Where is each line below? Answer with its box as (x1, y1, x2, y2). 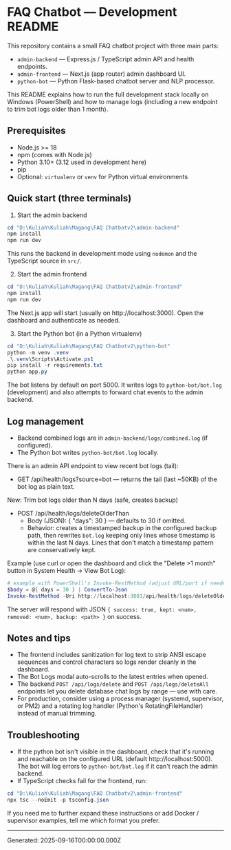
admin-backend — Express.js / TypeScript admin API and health (16, 54, 195, 63)
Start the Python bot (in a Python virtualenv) (16, 329, 142, 338)
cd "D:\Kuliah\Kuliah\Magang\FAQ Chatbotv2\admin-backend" (7, 224, 180, 231)
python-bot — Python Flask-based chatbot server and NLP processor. (16, 77, 215, 85)
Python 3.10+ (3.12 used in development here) (16, 158, 146, 166)
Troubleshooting (7, 729, 80, 741)
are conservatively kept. (27, 546, 96, 554)
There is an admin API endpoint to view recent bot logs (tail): (7, 462, 179, 469)
